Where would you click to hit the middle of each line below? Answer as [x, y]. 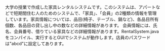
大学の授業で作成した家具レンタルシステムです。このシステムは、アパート [81, 7]
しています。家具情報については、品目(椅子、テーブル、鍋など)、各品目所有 [82, 19]
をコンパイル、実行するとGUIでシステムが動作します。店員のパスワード [78, 37]
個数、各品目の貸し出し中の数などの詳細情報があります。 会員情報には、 [79, 25]
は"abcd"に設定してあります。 [36, 43]
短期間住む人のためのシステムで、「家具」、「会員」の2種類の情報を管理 [85, 13]
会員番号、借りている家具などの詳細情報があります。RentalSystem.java [86, 31]
